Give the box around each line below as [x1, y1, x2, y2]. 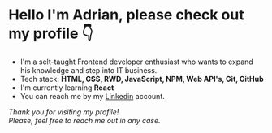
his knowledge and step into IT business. [19, 65, 158, 75]
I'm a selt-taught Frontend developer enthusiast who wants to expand [19, 57, 253, 66]
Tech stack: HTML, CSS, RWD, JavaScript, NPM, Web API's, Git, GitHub [19, 74, 264, 84]
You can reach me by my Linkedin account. [19, 91, 165, 101]
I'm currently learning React [19, 83, 114, 92]
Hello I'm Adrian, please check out [8, 6, 245, 24]
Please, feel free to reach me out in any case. [8, 115, 161, 125]
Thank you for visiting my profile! [8, 107, 119, 117]
